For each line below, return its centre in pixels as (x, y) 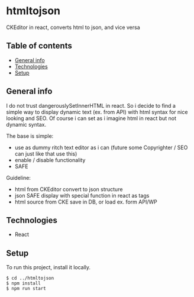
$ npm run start (26, 289)
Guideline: (19, 177)
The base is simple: (30, 136)
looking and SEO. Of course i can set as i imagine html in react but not (91, 118)
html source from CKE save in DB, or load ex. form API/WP (86, 202)
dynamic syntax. (26, 124)
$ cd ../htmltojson (30, 278)
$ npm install (24, 283)
